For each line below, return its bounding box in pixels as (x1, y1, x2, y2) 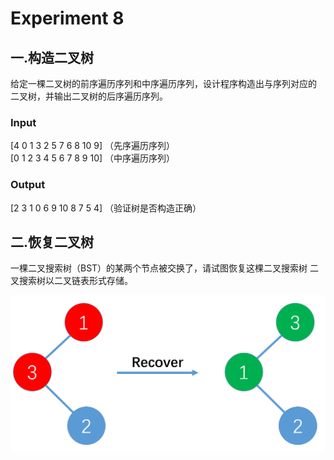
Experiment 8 (10, 7, 125, 30)
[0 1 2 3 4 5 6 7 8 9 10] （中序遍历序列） (10, 152, 176, 164)
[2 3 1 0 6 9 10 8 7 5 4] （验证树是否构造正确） (10, 202, 202, 214)
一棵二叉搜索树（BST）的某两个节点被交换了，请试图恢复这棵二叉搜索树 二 (10, 262, 320, 274)
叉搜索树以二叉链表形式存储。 (10, 275, 133, 287)
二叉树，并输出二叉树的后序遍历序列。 (10, 90, 168, 102)
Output (10, 178, 46, 192)
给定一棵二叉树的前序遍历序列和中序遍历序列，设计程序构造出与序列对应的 (10, 78, 317, 89)
